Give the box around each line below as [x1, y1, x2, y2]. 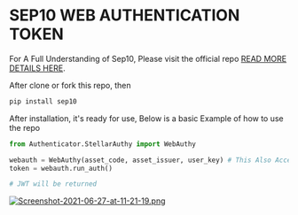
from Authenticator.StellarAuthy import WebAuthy [9, 139, 197, 149]
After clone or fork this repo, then [9, 80, 131, 90]
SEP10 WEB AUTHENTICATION [9, 5, 240, 26]
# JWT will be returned [9, 180, 98, 188]
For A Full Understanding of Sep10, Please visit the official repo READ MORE [9, 53, 286, 64]
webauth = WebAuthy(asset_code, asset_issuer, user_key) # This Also [9, 156, 272, 165]
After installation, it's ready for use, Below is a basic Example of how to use [9, 112, 284, 124]
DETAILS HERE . [9, 63, 66, 73]
